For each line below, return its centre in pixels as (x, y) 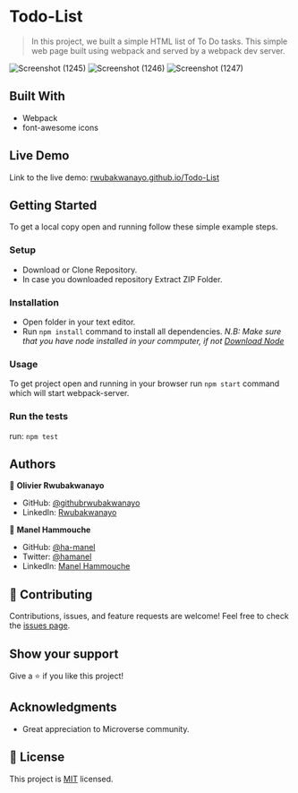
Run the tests (39, 417)
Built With (37, 96)
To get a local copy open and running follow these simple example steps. (144, 227)
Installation (34, 302)
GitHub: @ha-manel (59, 547)
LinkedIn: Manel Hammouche (76, 566)
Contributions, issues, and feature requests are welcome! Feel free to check (149, 616)
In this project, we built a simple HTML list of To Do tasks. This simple (159, 41)
